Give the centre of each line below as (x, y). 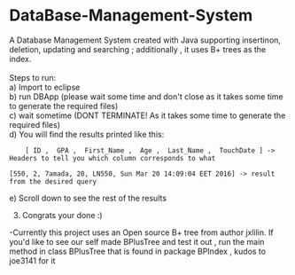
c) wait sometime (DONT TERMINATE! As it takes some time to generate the (147, 115)
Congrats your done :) (62, 215)
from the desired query (53, 181)
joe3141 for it (32, 260)
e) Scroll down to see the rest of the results (88, 198)
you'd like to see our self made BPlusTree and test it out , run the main (137, 241)
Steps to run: (33, 77)
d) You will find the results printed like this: (87, 134)
